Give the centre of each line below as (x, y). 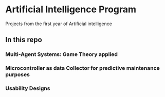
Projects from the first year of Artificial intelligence (59, 24)
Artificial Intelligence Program (71, 9)
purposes (17, 74)
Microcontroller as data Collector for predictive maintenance (83, 68)
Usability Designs (28, 88)
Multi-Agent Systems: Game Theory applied (62, 54)
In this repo (24, 40)
